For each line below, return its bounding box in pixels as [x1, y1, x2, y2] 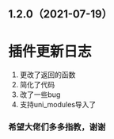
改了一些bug [19, 90, 61, 99]
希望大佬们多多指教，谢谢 [8, 122, 106, 133]
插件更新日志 [8, 42, 93, 60]
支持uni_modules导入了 [19, 100, 97, 110]
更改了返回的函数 [19, 70, 76, 79]
